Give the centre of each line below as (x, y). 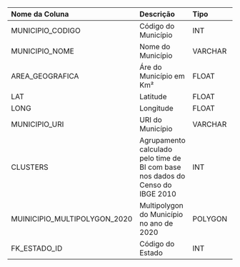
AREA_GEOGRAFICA (45, 76)
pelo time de (160, 158)
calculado (156, 149)
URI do (150, 120)
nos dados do (162, 176)
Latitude (153, 97)
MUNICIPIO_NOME (43, 51)
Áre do (150, 67)
